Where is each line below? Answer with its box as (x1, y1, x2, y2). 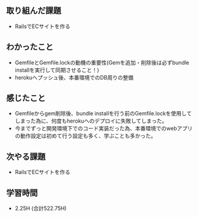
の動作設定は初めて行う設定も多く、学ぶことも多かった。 (14, 132, 156, 139)
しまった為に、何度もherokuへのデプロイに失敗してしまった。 (14, 117, 168, 124)
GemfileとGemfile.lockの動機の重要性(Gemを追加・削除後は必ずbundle (14, 59, 190, 66)
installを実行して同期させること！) (14, 66, 100, 74)
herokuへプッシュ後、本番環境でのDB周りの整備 (14, 74, 134, 81)
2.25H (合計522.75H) (14, 205, 67, 212)
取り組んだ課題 (6, 5, 61, 16)
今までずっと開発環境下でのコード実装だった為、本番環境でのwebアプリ (14, 125, 193, 132)
